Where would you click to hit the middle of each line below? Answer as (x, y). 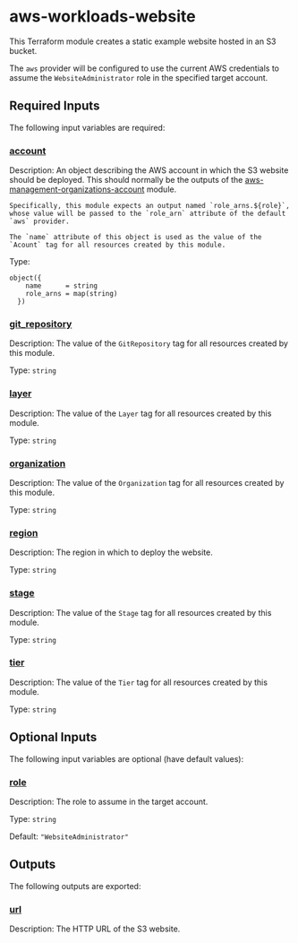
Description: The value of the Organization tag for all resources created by (147, 482)
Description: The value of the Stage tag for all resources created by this (140, 612)
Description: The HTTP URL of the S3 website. (95, 929)
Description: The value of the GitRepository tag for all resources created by (149, 343)
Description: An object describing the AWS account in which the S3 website (149, 170)
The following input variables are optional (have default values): (127, 758)
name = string (62, 286)
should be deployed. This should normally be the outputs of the (126, 180)
